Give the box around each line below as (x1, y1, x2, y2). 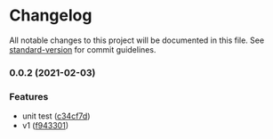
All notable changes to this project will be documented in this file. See (9, 35, 265, 45)
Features (9, 90, 49, 102)
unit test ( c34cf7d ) (21, 110, 91, 121)
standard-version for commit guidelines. (9, 44, 157, 54)
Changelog (9, 5, 92, 26)
